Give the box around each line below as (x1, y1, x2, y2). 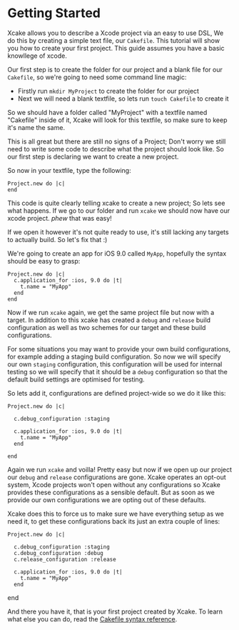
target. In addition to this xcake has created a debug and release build (7, 316, 211, 324)
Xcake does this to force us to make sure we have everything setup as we (7, 509, 225, 518)
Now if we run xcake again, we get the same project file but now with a (7, 308, 215, 316)
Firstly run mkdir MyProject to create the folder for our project (17, 86, 200, 95)
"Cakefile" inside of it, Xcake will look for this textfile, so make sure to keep (7, 116, 228, 124)
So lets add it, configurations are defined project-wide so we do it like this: (7, 389, 226, 397)
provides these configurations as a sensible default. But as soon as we (7, 488, 215, 496)
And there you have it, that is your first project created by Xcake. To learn (7, 607, 223, 616)
